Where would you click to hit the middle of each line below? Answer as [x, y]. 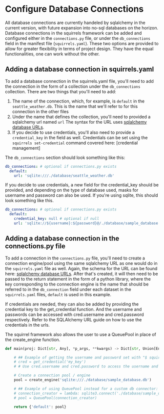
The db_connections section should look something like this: [65, 157]
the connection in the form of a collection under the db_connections [73, 86]
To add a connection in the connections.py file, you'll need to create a [75, 258]
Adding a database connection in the [62, 239]
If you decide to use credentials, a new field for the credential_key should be [82, 185]
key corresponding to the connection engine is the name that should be [77, 284]
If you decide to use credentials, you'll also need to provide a [73, 132]
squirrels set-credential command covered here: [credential [75, 143]
